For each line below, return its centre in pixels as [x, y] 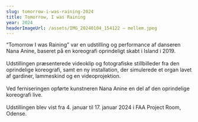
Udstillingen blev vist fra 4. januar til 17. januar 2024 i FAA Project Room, [94, 107]
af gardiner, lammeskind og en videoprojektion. [64, 76]
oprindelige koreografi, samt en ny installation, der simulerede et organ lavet [99, 70]
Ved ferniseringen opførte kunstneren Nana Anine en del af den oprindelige [98, 88]
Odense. [17, 114]
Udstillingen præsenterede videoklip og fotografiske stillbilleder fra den [93, 64]
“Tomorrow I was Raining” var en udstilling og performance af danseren [93, 45]
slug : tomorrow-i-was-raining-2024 [50, 11]
